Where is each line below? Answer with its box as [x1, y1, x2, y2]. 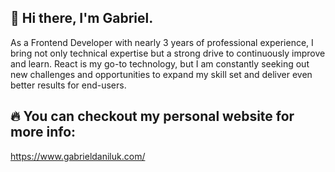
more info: [10, 124, 77, 141]
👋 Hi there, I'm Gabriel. [10, 10, 154, 27]
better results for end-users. [10, 79, 127, 91]
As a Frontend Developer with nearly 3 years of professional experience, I [10, 36, 314, 48]
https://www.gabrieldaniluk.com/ [10, 150, 146, 162]
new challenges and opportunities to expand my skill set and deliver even [10, 68, 313, 80]
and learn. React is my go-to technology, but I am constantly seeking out [10, 57, 310, 70]
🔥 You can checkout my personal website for [10, 108, 295, 125]
